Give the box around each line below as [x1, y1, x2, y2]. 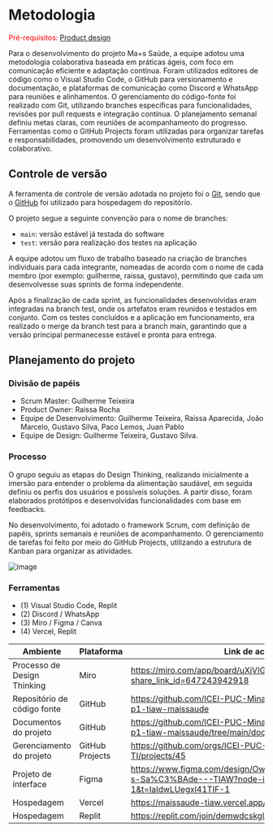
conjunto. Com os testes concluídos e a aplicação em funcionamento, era [8, 312, 255, 322]
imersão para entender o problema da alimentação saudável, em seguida [8, 478, 253, 488]
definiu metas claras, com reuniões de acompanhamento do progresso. [8, 117, 248, 127]
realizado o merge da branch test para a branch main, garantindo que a [8, 321, 248, 331]
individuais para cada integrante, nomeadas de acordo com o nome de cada [8, 262, 264, 272]
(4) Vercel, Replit [19, 627, 77, 637]
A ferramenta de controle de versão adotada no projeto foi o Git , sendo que [8, 189, 262, 199]
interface [12, 779, 47, 790]
